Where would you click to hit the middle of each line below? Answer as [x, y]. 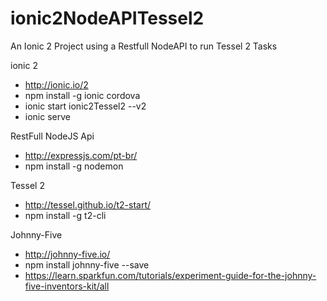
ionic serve [47, 116]
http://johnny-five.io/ [67, 254]
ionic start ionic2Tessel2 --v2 [85, 106]
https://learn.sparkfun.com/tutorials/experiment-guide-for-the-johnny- [170, 275]
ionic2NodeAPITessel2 [107, 18]
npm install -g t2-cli [65, 215]
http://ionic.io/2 [56, 84]
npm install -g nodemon [74, 166]
